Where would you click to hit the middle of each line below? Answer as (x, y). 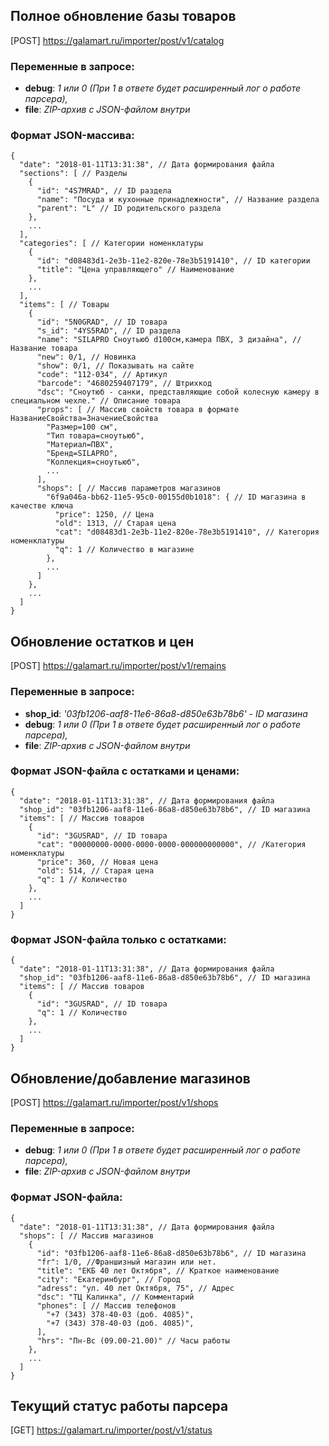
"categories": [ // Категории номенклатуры (111, 244)
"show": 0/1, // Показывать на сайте (115, 366)
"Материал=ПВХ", (80, 445)
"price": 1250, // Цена (104, 515)
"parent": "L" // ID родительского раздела (129, 209)
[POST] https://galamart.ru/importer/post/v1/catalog (117, 40)
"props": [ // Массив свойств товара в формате (138, 410)
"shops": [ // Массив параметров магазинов (129, 489)
